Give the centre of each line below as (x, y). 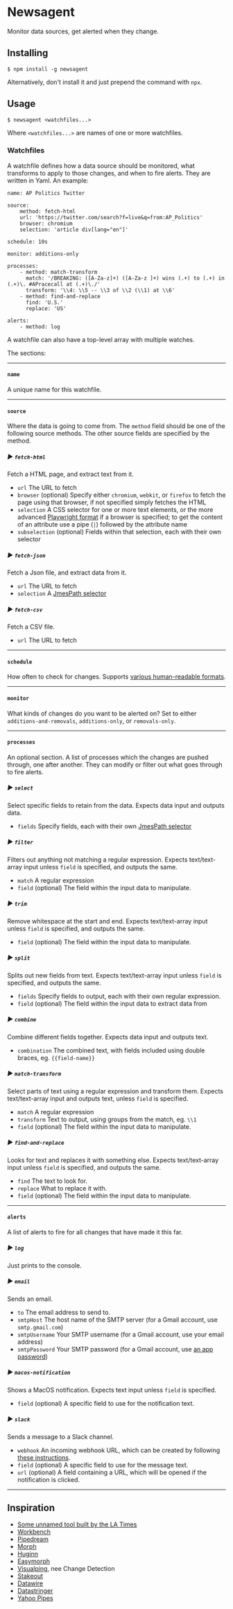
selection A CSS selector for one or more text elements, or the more (115, 510)
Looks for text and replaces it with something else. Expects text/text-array (113, 1160)
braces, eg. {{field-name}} (56, 1057)
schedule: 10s (28, 241)
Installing (28, 53)
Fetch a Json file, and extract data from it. (67, 572)
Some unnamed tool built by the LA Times (77, 1524)
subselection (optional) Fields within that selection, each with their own (119, 532)
